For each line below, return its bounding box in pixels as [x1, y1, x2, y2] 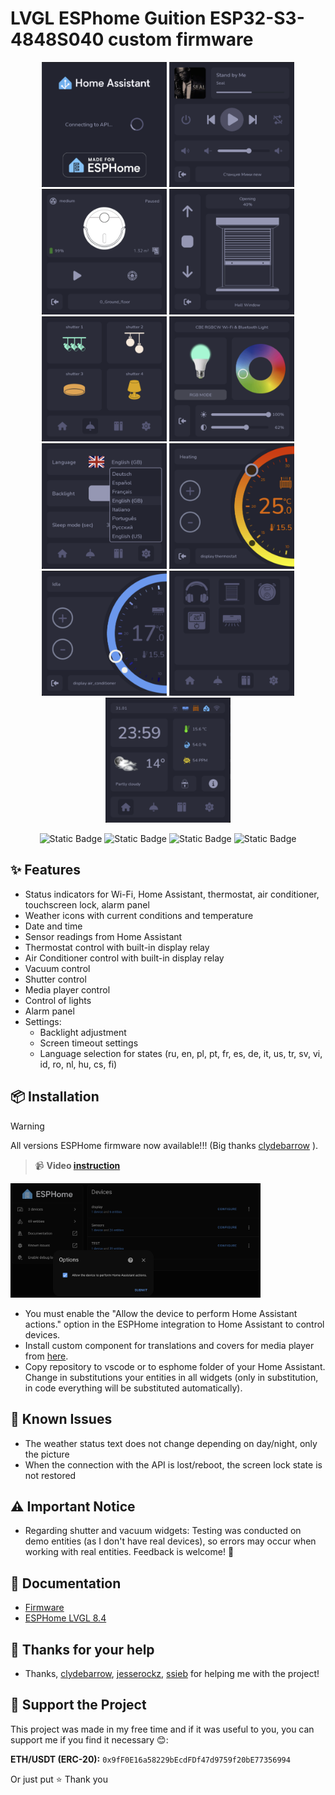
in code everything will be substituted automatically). [24, 1382, 243, 1394]
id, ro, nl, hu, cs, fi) [39, 1058, 118, 1070]
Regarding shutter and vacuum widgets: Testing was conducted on [24, 1525, 302, 1537]
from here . [24, 1350, 69, 1362]
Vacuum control [24, 962, 91, 974]
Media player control [24, 983, 111, 996]
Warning [10, 1120, 45, 1132]
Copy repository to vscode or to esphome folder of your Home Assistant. [24, 1360, 326, 1372]
